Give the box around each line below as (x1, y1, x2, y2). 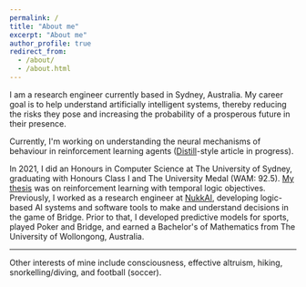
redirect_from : (9, 47, 67, 56)
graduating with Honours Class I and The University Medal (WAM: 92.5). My (9, 172, 294, 183)
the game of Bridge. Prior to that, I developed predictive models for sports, (9, 211, 290, 222)
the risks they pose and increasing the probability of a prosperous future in (9, 108, 291, 119)
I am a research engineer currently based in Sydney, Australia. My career (9, 88, 284, 100)
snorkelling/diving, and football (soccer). (9, 266, 162, 278)
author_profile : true (9, 38, 92, 48)
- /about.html (17, 65, 71, 74)
